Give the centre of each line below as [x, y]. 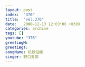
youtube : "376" [21, 38]
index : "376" [20, 15]
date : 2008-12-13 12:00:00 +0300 [43, 24]
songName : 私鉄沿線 [24, 52]
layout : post [19, 10]
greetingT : [17, 47]
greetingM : [17, 43]
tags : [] [14, 33]
